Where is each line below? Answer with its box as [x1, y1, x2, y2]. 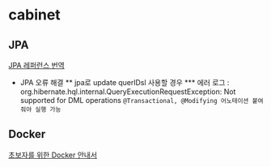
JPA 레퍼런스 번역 [8, 61, 65, 70]
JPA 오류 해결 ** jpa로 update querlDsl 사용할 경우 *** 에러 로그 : [19, 78, 230, 87]
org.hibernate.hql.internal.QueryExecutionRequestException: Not [19, 87, 236, 96]
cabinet [8, 6, 61, 24]
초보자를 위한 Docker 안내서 [8, 150, 98, 160]
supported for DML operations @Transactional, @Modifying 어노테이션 [19, 96, 249, 105]
